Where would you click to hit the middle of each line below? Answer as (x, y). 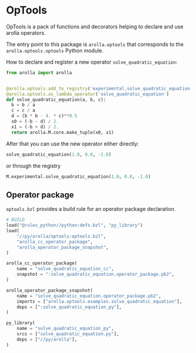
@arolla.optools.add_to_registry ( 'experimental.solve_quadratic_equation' (99, 88)
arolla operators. (26, 32)
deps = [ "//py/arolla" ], (47, 339)
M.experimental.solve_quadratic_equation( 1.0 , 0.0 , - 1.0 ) (78, 176)
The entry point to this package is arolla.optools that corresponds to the (95, 44)
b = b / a (23, 105)
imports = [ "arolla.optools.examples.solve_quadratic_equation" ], (99, 301)
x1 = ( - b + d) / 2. (35, 127)
